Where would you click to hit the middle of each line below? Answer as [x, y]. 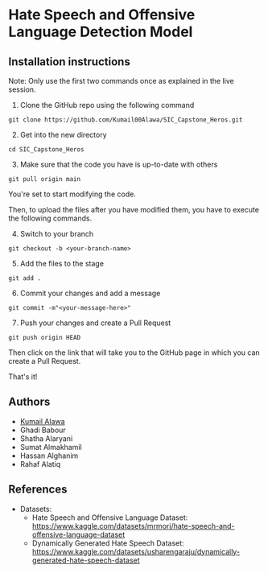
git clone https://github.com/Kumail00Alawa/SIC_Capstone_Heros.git [126, 120]
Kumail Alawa [43, 421]
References [38, 490]
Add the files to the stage [62, 264]
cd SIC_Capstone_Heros [46, 150]
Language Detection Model [101, 32]
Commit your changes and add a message [90, 293]
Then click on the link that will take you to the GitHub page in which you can [134, 352]
